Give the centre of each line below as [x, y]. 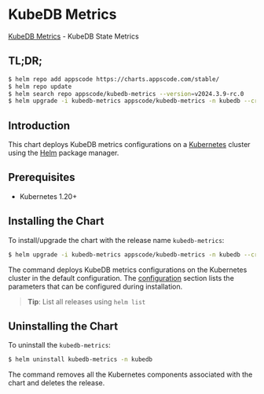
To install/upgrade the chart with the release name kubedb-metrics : [116, 240]
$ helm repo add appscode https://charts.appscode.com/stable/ [114, 79]
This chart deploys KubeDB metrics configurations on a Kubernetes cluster [129, 145]
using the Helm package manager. [64, 153]
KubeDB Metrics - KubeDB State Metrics [73, 36]
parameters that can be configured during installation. [95, 286]
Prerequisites [42, 177]
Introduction [39, 125]
